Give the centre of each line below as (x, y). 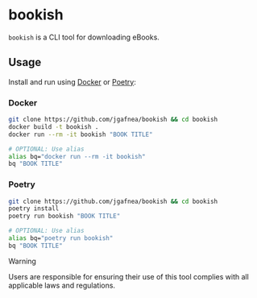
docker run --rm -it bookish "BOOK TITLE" (81, 135)
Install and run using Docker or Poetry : (73, 81)
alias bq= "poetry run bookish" (61, 238)
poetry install (34, 209)
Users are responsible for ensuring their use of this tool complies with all (129, 276)
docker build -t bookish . (54, 126)
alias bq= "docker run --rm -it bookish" (77, 156)
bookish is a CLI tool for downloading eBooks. (84, 37)
